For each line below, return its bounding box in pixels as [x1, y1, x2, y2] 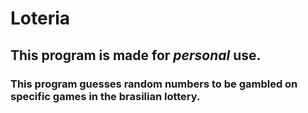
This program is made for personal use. [10, 47, 262, 64]
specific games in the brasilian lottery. [10, 89, 201, 103]
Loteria [10, 7, 71, 30]
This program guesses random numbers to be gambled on [10, 77, 298, 91]
